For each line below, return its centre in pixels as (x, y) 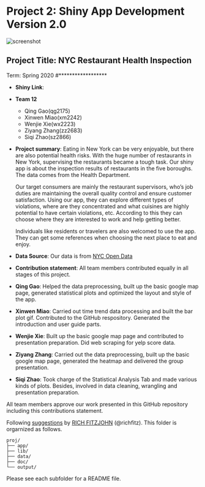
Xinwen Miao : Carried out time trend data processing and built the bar (104, 311)
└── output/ (21, 467)
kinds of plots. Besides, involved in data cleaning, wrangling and (96, 386)
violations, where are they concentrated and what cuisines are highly (102, 206)
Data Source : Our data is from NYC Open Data (74, 256)
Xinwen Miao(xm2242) (53, 117)
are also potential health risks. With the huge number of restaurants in (103, 155)
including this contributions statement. (55, 410)
